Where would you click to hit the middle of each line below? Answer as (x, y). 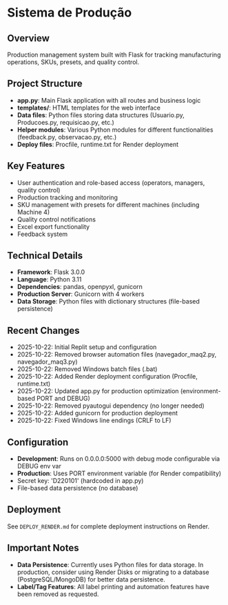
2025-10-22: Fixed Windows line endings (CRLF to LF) (94, 420)
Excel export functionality (53, 226)
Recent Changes (44, 330)
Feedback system (42, 234)
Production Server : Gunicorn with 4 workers (81, 294)
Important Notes (43, 548)
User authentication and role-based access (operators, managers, (111, 182)
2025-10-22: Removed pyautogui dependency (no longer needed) (111, 406)
